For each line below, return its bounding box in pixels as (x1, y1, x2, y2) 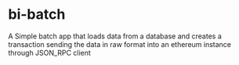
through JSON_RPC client (8, 48, 92, 57)
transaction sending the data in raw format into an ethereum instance (8, 39, 232, 49)
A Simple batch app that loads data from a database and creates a (8, 31, 222, 41)
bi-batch (8, 5, 66, 23)
